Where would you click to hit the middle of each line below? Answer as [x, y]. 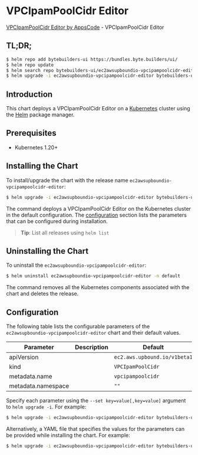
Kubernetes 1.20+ [36, 147]
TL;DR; [19, 46]
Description [92, 348]
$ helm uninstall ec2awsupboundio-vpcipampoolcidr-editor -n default [93, 276]
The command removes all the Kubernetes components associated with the [98, 287]
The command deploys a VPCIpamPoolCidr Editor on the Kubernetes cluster [99, 208]
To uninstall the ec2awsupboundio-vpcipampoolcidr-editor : [76, 265]
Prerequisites [31, 133]
